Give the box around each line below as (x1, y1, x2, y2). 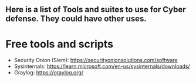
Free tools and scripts (5, 37, 114, 50)
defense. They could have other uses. (5, 14, 147, 24)
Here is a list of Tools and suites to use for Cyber (5, 5, 186, 15)
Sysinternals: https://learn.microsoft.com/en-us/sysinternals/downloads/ (13, 63, 190, 70)
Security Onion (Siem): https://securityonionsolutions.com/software (13, 57, 178, 64)
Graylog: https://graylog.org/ (13, 69, 83, 76)
